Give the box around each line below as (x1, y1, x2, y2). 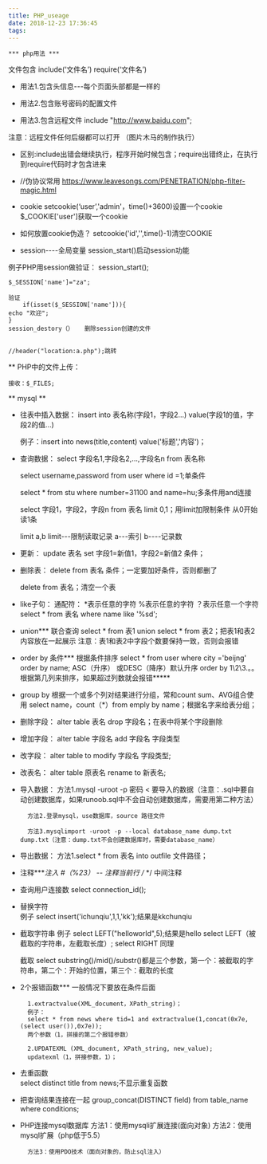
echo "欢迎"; (8, 309, 49, 317)
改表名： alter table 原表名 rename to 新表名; (19, 768, 167, 777)
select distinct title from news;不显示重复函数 (19, 1078, 168, 1088)
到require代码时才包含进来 (19, 159, 107, 169)
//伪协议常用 (19, 176, 61, 186)
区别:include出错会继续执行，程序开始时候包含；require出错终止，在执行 (19, 149, 258, 159)
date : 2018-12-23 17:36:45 (8, 19, 98, 27)
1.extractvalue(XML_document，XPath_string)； (27, 1000, 183, 1009)
